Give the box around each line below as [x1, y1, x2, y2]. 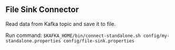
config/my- [143, 32, 170, 39]
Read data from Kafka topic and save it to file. [5, 20, 116, 27]
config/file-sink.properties [63, 38, 134, 44]
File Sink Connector [5, 5, 79, 15]
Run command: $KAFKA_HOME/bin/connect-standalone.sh [5, 32, 141, 39]
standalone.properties [5, 38, 61, 44]
